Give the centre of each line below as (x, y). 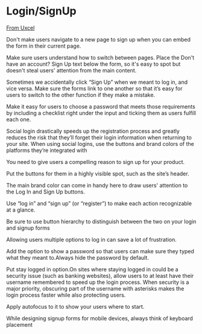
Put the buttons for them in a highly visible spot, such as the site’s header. (98, 174)
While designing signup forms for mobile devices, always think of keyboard (99, 318)
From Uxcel (21, 28)
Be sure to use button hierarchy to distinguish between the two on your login (101, 221)
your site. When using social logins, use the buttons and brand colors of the (100, 143)
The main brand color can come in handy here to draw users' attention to (97, 185)
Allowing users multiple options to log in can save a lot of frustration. (91, 239)
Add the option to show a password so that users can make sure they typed (100, 251)
